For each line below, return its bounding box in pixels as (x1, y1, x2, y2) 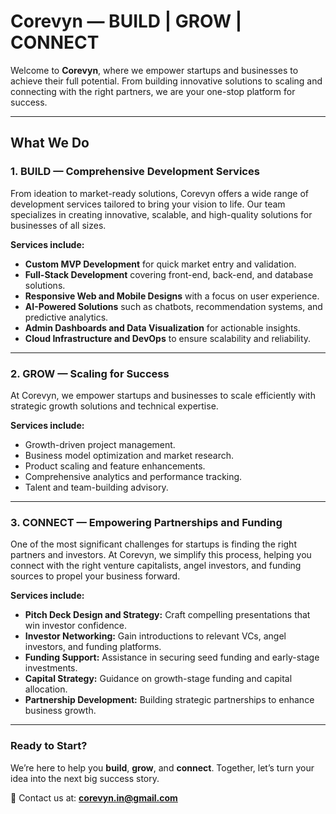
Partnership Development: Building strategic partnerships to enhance (24, 694, 315, 706)
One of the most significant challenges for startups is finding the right (10, 538, 297, 550)
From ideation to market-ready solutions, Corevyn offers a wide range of (10, 187, 309, 199)
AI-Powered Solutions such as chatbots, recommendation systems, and (24, 300, 323, 312)
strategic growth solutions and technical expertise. (10, 400, 219, 412)
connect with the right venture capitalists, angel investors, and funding (10, 560, 302, 572)
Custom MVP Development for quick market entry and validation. (24, 258, 297, 270)
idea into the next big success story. (10, 772, 160, 784)
